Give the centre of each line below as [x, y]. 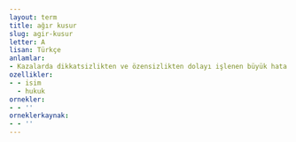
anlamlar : [27, 58]
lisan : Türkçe [35, 50]
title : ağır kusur [43, 26]
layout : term [33, 17]
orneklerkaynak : [39, 116]
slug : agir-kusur [41, 34]
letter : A [27, 42]
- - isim [25, 83]
